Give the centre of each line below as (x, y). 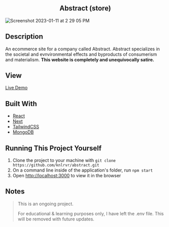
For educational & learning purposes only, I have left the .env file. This (91, 213)
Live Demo (16, 88)
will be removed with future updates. (56, 219)
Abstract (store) (85, 8)
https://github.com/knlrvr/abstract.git (56, 165)
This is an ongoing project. (45, 204)
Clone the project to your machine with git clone (64, 160)
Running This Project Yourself (54, 148)
